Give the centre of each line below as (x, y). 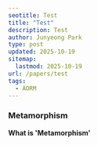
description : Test (38, 30)
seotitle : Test (33, 15)
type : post (26, 45)
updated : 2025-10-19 (42, 52)
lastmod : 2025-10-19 (49, 67)
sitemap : (22, 60)
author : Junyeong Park (45, 37)
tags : (17, 81)
